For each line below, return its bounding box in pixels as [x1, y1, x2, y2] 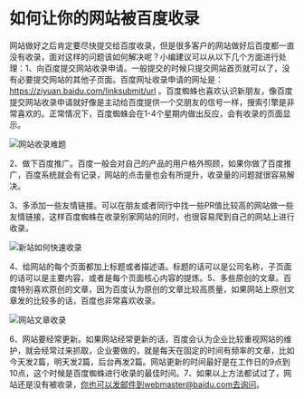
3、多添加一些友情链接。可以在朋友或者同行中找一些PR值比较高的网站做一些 [9, 199, 294, 210]
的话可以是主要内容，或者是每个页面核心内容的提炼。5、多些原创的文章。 [9, 272, 284, 283]
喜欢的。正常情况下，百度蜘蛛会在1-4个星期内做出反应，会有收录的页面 [16, 108, 283, 119]
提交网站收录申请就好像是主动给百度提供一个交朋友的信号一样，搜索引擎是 [9, 96, 287, 107]
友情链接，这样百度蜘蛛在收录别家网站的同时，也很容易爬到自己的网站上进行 [9, 210, 295, 222]
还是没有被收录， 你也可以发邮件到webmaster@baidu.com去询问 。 [16, 378, 265, 390]
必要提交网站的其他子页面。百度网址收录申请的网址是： [16, 73, 223, 84]
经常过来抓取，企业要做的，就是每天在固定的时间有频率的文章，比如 [40, 345, 295, 355]
